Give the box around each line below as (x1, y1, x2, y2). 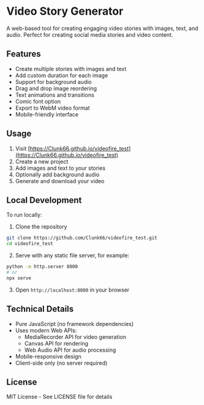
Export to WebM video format (15, 104, 90, 112)
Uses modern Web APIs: (15, 327, 77, 334)
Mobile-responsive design (15, 352, 81, 360)
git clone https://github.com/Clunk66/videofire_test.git (6, 235, 157, 241)
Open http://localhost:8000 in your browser (15, 286, 130, 293)
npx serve (6, 274, 32, 281)
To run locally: (6, 211, 42, 219)
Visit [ (15, 145, 31, 152)
